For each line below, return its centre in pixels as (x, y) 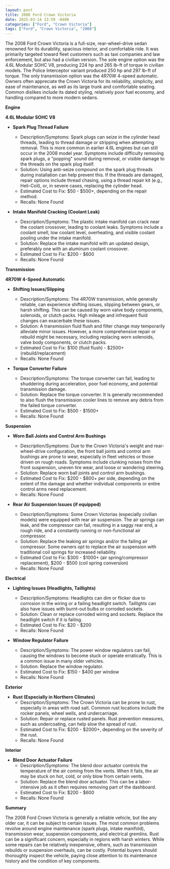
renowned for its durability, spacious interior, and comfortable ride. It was (82, 49)
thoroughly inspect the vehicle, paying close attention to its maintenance (81, 856)
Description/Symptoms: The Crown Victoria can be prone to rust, (88, 702)
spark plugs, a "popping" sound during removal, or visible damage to (92, 159)
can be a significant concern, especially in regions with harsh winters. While (85, 839)
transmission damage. (43, 389)
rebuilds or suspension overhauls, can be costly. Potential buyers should (81, 850)
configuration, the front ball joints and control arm (98, 451)
